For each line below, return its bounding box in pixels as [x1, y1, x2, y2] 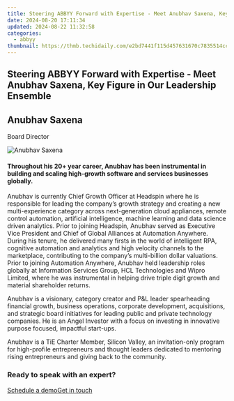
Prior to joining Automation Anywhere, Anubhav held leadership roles [7, 259, 205, 267]
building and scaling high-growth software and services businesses [7, 169, 209, 178]
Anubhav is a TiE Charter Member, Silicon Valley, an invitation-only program [7, 338, 225, 346]
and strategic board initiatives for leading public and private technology [7, 310, 212, 318]
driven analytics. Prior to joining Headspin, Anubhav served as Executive [7, 222, 216, 230]
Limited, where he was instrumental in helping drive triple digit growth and [7, 273, 220, 282]
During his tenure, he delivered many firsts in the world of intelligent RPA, [7, 236, 217, 245]
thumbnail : [7, 43, 39, 50]
